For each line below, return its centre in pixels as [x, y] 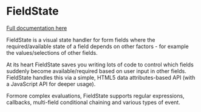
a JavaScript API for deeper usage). [51, 84]
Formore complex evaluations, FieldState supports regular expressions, [95, 96]
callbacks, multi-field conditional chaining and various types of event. [93, 102]
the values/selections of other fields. [52, 52]
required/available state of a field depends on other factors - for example [98, 46]
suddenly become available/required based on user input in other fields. [96, 71]
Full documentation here [37, 28]
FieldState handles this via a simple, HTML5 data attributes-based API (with [101, 77]
